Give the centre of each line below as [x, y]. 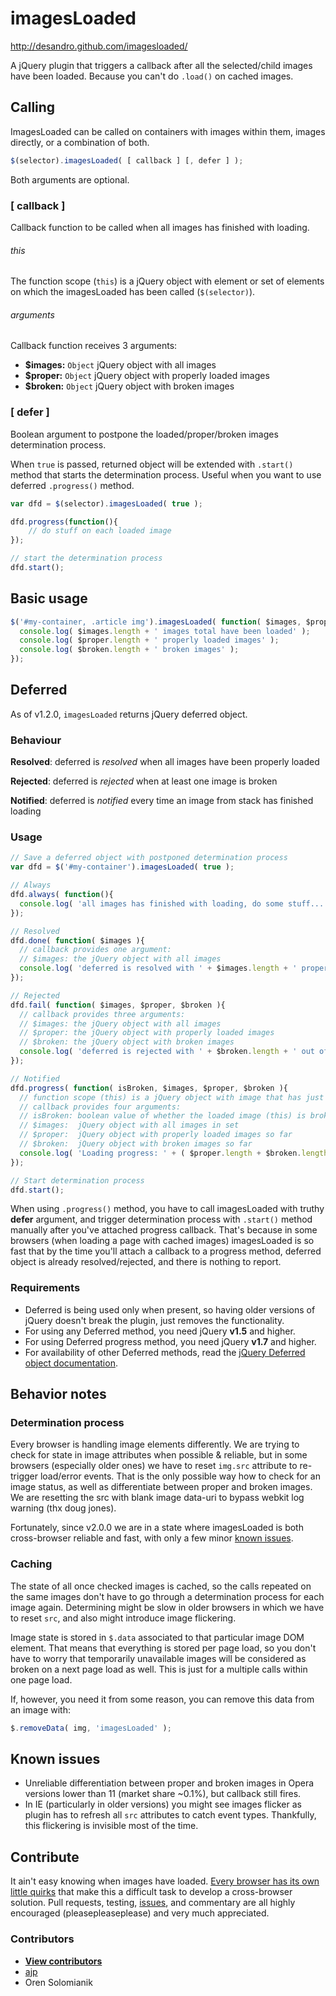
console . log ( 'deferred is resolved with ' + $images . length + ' [158, 968]
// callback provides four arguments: [100, 1107]
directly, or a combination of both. [80, 142]
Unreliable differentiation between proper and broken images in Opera [169, 1783]
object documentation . [71, 1363]
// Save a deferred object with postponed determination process [149, 858]
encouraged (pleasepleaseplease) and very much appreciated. [140, 1913]
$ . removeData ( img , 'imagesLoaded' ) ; [91, 1728]
